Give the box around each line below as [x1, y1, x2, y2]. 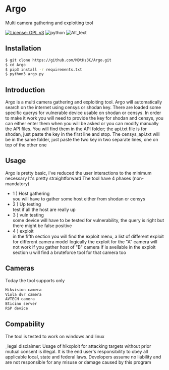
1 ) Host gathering [12, 190, 50, 196]
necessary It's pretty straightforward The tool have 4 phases [5, 175, 131, 181]
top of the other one [5, 142, 47, 148]
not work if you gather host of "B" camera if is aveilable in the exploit [12, 244, 156, 250]
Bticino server [5, 301, 37, 306]
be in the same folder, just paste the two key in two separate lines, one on [5, 137, 158, 143]
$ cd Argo [5, 62, 26, 67]
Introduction [5, 85, 45, 94]
